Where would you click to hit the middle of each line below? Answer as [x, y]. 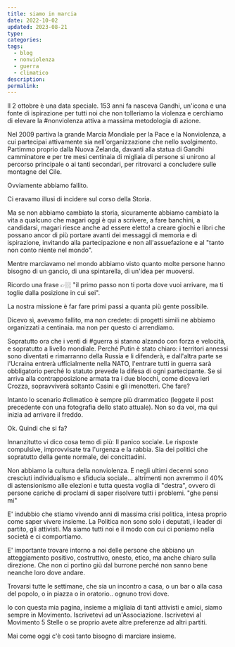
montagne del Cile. [34, 172]
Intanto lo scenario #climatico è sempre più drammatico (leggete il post [110, 400]
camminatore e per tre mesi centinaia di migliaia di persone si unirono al [112, 157]
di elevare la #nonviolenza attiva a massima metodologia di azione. [104, 121]
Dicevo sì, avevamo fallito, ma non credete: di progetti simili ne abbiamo [112, 320]
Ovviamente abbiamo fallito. [48, 186]
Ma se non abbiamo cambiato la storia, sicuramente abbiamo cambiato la [113, 213]
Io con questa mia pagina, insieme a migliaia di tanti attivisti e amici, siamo [115, 608]
